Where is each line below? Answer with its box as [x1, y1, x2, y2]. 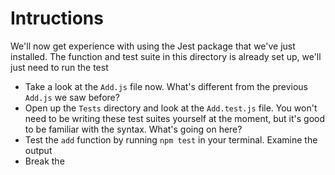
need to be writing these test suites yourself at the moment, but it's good [24, 112, 326, 124]
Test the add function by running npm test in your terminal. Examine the [24, 133, 318, 146]
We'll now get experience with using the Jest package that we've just [10, 40, 296, 52]
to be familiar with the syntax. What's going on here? [24, 123, 243, 135]
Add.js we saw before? [24, 91, 120, 103]
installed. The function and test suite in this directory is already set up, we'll [10, 50, 322, 62]
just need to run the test [10, 61, 109, 73]
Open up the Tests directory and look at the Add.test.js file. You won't [24, 102, 318, 114]
